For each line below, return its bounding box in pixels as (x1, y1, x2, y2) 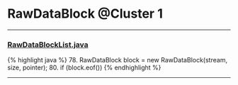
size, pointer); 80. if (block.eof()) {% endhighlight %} (7, 63, 161, 72)
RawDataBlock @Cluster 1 (7, 6, 163, 22)
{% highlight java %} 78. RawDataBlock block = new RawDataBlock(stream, (7, 56, 228, 64)
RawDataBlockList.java (7, 40, 89, 50)
